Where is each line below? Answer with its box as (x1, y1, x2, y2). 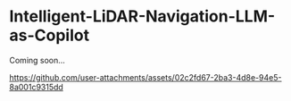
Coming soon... (9, 55, 65, 65)
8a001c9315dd (9, 81, 64, 92)
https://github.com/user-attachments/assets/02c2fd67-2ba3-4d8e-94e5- (9, 72, 282, 82)
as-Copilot (9, 25, 90, 46)
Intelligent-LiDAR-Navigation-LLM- (9, 6, 276, 27)
